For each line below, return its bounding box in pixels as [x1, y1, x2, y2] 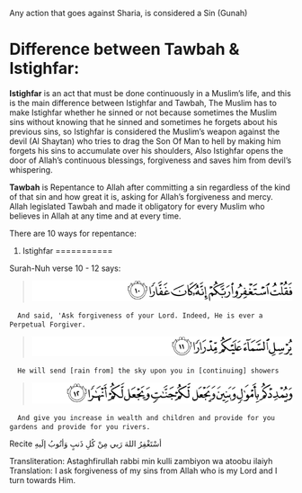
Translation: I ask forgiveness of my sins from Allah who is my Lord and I [9, 465, 278, 476]
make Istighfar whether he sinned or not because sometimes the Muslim [9, 107, 277, 118]
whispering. [9, 164, 53, 175]
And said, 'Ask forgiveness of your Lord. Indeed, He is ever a [17, 310, 263, 320]
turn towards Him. [9, 474, 76, 485]
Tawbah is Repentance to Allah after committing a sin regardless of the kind [9, 182, 290, 193]
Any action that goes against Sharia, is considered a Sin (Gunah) [9, 8, 248, 18]
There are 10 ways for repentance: [9, 228, 137, 238]
